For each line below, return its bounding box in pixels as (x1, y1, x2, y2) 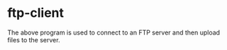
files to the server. (7, 35, 60, 44)
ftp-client (7, 5, 65, 21)
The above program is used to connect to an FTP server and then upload (7, 28, 221, 37)
